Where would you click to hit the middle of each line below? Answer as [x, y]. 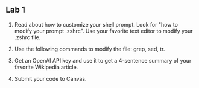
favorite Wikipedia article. [46, 67]
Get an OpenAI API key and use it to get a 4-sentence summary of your [103, 60]
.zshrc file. [27, 37]
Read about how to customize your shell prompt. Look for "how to [96, 24]
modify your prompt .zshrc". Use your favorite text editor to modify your [103, 31]
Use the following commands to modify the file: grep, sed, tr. [90, 49]
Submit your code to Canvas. [50, 78]
